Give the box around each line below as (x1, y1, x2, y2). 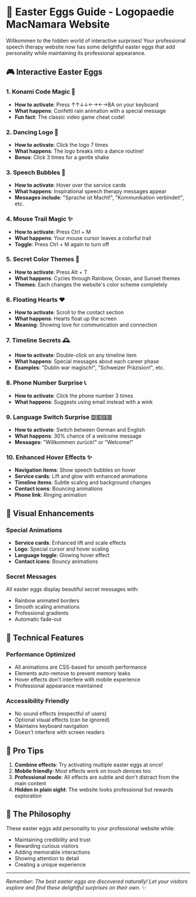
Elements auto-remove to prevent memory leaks (14, 669, 131, 676)
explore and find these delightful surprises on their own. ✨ (6, 884, 147, 891)
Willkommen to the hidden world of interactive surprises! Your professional (6, 37, 185, 44)
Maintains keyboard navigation (14, 723, 89, 730)
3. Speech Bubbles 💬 (6, 168, 66, 176)
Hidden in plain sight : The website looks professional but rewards (14, 786, 174, 793)
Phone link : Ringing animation (14, 492, 87, 499)
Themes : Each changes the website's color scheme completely (14, 281, 167, 288)
